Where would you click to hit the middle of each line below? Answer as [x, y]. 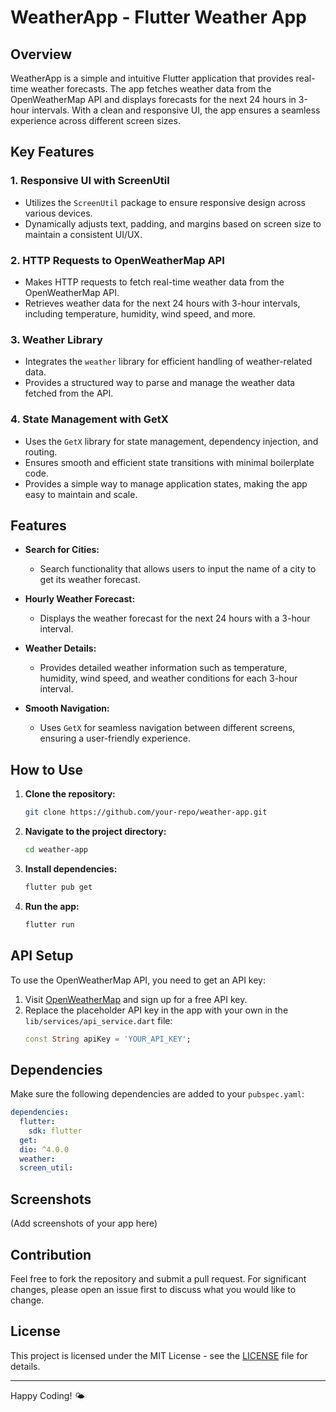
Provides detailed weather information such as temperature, [163, 668]
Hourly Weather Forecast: [80, 599]
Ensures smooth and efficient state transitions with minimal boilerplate [169, 462]
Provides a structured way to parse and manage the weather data [160, 383]
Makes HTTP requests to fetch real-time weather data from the [154, 282]
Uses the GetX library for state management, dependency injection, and [171, 441]
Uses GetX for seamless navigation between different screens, [167, 728]
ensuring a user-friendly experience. [115, 738]
